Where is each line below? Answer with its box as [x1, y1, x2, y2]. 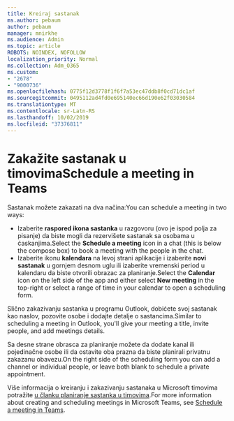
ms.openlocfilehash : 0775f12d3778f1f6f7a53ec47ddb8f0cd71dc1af [7, 88, 196, 95]
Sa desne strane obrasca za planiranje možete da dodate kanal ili [7, 340, 195, 349]
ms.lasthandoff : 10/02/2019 [7, 114, 89, 121]
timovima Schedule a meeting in [7, 165, 194, 182]
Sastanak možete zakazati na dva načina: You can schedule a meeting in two [7, 203, 227, 212]
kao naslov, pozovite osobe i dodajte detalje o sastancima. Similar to [7, 312, 202, 320]
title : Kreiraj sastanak [7, 10, 80, 17]
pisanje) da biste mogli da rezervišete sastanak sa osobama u [17, 232, 196, 240]
